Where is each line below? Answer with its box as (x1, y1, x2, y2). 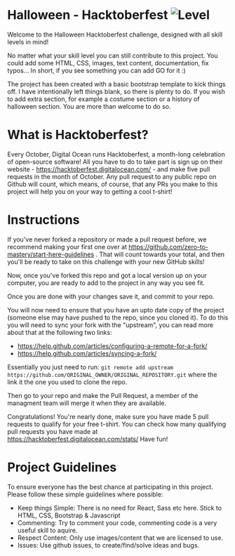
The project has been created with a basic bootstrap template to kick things (7, 79, 226, 88)
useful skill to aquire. (17, 526, 78, 534)
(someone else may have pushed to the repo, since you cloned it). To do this (7, 313, 229, 322)
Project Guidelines (7, 460, 117, 475)
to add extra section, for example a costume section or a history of (7, 95, 200, 103)
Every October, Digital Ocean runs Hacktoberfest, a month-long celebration (7, 150, 226, 158)
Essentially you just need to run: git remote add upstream (7, 362, 174, 371)
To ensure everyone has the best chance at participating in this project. (7, 482, 214, 491)
